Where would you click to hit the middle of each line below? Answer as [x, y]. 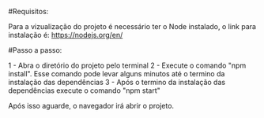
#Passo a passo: [35, 50]
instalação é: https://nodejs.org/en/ [66, 35]
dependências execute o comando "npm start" [84, 90]
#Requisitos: [28, 11]
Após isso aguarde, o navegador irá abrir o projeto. [91, 106]
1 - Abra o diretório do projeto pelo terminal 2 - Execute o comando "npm [127, 65]
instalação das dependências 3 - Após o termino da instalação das [117, 82]
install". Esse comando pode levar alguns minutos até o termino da [117, 74]
